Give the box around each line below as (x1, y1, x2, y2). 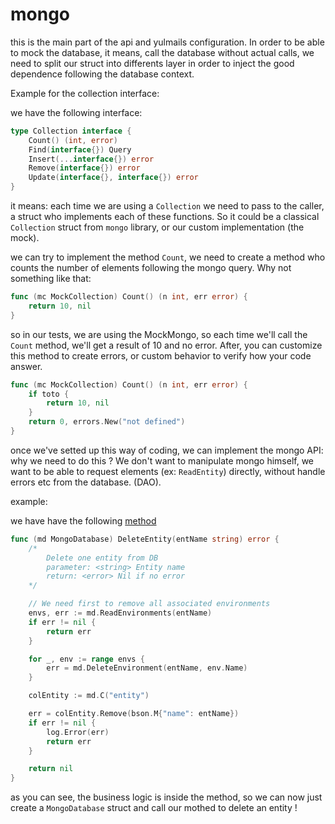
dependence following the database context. (10, 68, 195, 80)
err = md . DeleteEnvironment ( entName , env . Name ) (46, 663, 248, 673)
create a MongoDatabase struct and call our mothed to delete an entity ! (10, 802, 298, 814)
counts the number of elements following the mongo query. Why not (10, 262, 292, 274)
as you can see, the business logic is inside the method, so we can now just (10, 791, 323, 803)
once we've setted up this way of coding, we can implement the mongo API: (10, 444, 324, 456)
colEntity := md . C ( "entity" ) (28, 691, 150, 701)
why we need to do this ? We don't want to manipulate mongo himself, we (10, 454, 314, 467)
